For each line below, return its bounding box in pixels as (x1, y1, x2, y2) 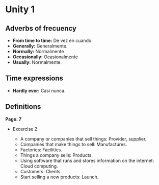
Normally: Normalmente (12, 49, 64, 54)
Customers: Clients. (20, 168, 62, 174)
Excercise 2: (12, 126, 39, 132)
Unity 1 (5, 4, 35, 15)
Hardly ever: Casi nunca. (12, 87, 66, 94)
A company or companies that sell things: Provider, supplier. (20, 135, 147, 142)
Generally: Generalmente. (12, 43, 68, 49)
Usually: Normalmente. (12, 59, 62, 65)
